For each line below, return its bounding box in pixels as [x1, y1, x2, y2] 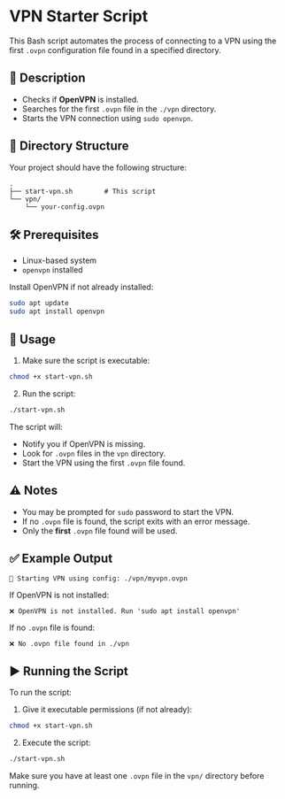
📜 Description [9, 71, 86, 86]
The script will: [9, 421, 64, 432]
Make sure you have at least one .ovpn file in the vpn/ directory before [9, 770, 265, 780]
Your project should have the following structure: [9, 162, 188, 173]
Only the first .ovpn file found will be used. [21, 525, 178, 536]
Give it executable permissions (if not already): [21, 704, 193, 715]
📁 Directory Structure [9, 139, 130, 154]
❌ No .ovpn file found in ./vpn [9, 640, 130, 649]
